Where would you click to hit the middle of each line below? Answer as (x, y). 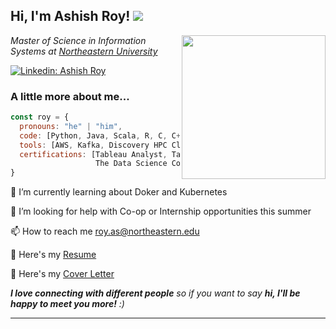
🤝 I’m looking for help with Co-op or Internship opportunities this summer (161, 211)
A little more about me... (70, 96)
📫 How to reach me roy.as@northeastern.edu (105, 231)
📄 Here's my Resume (53, 255)
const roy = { (40, 117)
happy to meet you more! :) (67, 304)
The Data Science (131, 164)
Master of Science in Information (78, 40)
